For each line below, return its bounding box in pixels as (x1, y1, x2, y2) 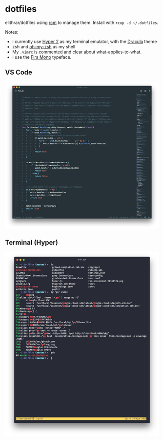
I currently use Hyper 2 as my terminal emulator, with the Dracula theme (12, 38, 157, 44)
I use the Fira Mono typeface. (12, 54, 72, 60)
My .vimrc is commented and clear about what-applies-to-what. (12, 49, 142, 55)
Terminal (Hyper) (5, 238, 59, 246)
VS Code (5, 68, 33, 77)
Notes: (5, 29, 19, 35)
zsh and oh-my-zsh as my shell (12, 44, 76, 49)
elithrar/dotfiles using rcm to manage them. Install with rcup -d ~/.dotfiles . (5, 20, 159, 25)
